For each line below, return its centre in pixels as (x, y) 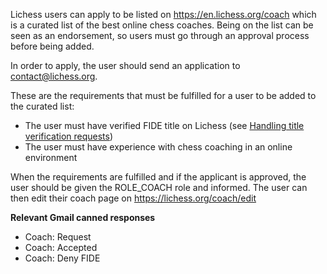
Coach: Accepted (61, 247)
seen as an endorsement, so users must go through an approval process (160, 35)
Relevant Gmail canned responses (83, 217)
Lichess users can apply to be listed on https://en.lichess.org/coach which (163, 14)
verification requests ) (69, 136)
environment (51, 157)
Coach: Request (58, 237)
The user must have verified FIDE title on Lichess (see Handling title (164, 125)
